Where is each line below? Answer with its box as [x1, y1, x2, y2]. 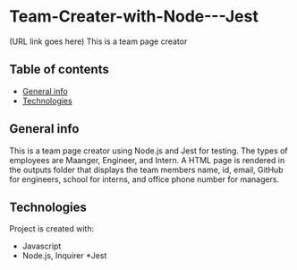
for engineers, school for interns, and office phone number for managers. [9, 173, 280, 185]
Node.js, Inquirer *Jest [21, 250, 107, 261]
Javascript [21, 240, 62, 252]
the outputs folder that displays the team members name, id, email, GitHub [9, 164, 284, 175]
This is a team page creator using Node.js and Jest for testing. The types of [9, 145, 288, 156]
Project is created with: [9, 223, 95, 234]
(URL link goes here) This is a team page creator [9, 36, 188, 47]
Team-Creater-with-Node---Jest [9, 6, 259, 27]
